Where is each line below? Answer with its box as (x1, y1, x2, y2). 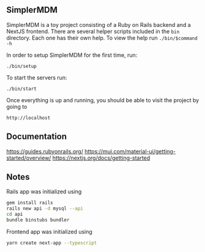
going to (6, 103, 28, 110)
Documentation (6, 132, 67, 142)
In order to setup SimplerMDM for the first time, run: (6, 51, 138, 59)
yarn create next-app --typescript (6, 240, 97, 246)
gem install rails (6, 200, 53, 206)
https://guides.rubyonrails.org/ (6, 147, 84, 155)
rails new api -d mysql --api (6, 206, 84, 212)
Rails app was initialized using (6, 188, 82, 195)
